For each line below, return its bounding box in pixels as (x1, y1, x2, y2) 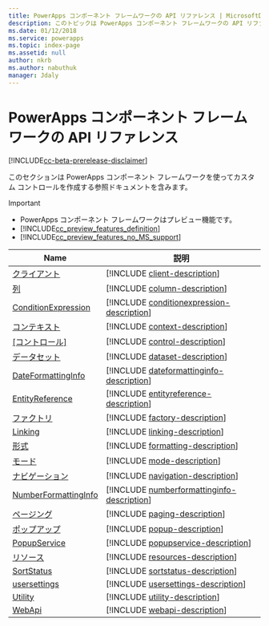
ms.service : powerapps (8, 34, 84, 42)
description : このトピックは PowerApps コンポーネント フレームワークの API (8, 19, 243, 27)
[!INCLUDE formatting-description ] (106, 440, 239, 451)
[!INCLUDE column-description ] (106, 282, 228, 293)
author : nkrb (8, 57, 52, 65)
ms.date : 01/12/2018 (8, 26, 78, 34)
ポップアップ (12, 523, 62, 535)
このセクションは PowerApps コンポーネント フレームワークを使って (8, 172, 234, 181)
